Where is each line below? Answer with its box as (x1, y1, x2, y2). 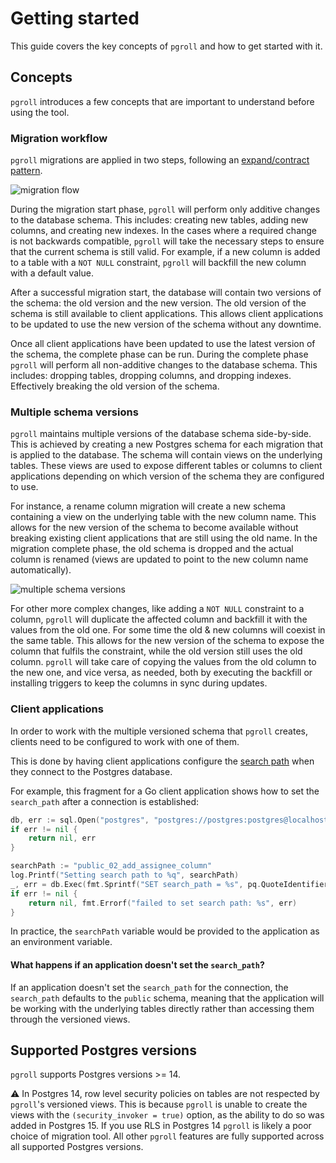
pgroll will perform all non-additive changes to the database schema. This (10, 359, 318, 371)
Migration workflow (10, 131, 108, 145)
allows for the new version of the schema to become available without (10, 522, 299, 534)
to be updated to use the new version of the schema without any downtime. (10, 318, 322, 331)
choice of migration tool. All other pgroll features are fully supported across (10, 1130, 325, 1142)
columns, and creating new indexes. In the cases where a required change (10, 225, 318, 237)
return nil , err (28, 833, 97, 844)
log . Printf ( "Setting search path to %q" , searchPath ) (10, 870, 240, 881)
